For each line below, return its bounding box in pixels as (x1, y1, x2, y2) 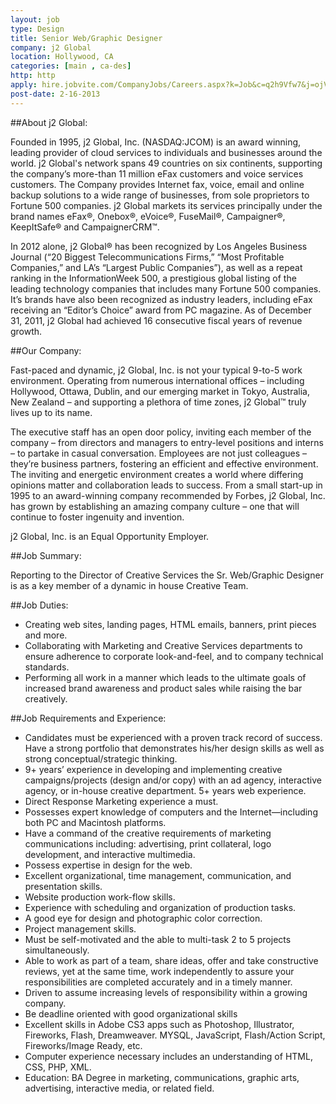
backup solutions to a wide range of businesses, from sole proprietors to (10, 189, 310, 201)
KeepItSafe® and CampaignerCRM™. (10, 221, 160, 233)
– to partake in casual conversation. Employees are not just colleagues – (10, 447, 308, 459)
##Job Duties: (10, 599, 69, 611)
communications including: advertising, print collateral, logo (24, 837, 272, 850)
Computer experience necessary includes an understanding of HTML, (24, 1050, 313, 1062)
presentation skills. (24, 880, 103, 892)
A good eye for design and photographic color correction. (24, 912, 263, 924)
